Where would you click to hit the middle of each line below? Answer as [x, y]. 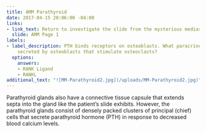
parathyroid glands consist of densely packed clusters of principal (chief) [99, 111]
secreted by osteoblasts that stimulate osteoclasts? [87, 52]
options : [23, 57]
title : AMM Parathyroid [37, 12]
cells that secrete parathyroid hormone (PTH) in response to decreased [97, 117]
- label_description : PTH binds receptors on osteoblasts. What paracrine [104, 46]
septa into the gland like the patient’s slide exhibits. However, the [88, 104]
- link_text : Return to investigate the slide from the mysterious [94, 29]
